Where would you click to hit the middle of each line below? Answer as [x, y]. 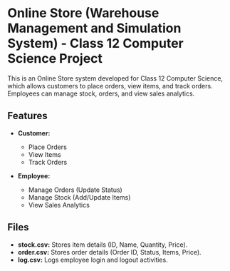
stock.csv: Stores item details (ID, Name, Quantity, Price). [103, 245]
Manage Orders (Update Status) [75, 190]
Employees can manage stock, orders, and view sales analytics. [101, 93]
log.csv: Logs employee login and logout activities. [93, 260]
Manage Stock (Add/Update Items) [79, 197]
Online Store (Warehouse [83, 13]
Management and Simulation [94, 28]
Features [27, 116]
